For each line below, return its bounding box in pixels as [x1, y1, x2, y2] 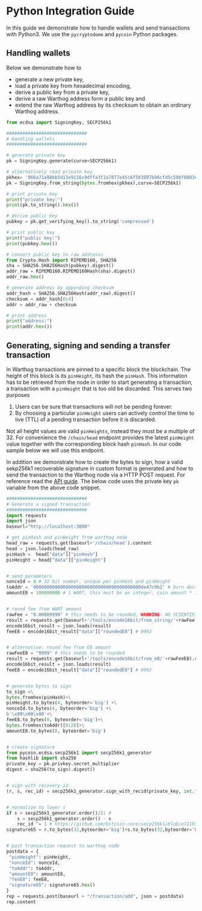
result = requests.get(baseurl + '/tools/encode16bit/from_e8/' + [6, 656, 168, 662]
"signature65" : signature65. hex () [8, 882, 96, 888]
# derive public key [6, 213, 58, 219]
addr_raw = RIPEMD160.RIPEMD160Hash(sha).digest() [6, 268, 136, 275]
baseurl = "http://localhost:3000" [6, 524, 90, 530]
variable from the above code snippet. [6, 484, 101, 491]
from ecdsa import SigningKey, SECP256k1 [6, 119, 112, 125]
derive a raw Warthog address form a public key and [14, 95, 145, 102]
